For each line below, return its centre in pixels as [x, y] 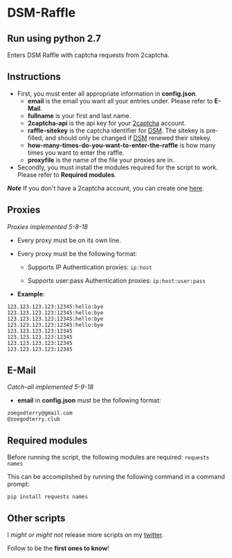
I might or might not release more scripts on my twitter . [86, 535]
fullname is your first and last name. [79, 115]
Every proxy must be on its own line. [69, 240]
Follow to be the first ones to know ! [58, 548]
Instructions [34, 77]
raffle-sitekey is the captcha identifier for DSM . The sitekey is [116, 130]
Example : [31, 294]
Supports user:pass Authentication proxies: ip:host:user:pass [116, 280]
